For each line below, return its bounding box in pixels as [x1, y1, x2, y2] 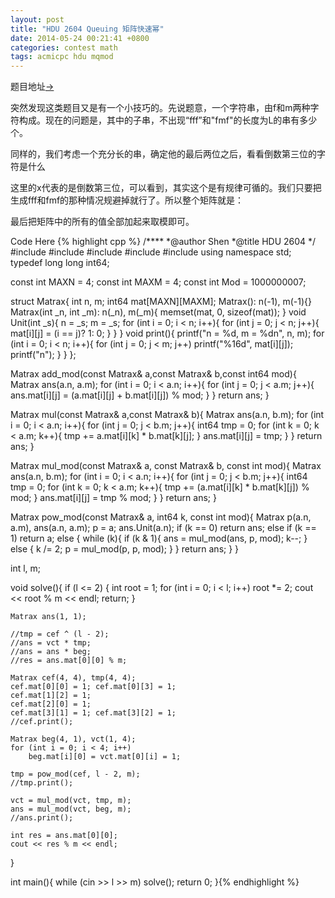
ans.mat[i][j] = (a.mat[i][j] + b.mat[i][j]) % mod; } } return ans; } [10, 389, 270, 401]
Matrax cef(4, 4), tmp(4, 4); [10, 673, 137, 683]
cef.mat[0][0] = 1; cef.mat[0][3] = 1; [10, 682, 177, 692]
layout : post [10, 14, 65, 25]
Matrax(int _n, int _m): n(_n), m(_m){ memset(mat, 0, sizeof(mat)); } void [10, 306, 307, 318]
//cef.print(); [10, 717, 74, 727]
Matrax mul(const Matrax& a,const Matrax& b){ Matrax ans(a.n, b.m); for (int [10, 409, 325, 421]
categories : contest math [10, 42, 118, 53]
